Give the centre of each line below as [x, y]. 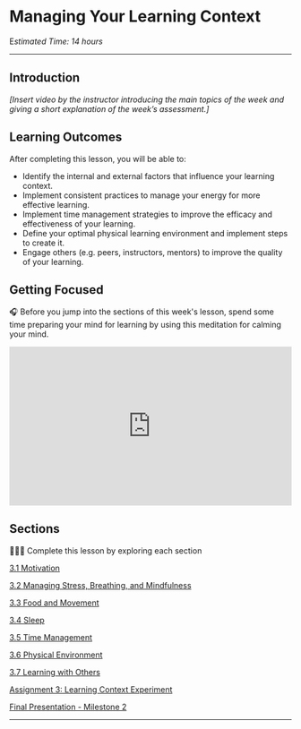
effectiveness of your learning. [79, 223]
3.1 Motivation [35, 568]
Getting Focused [56, 290]
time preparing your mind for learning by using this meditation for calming [146, 325]
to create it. [43, 243]
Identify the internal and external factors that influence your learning [148, 176]
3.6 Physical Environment [56, 655]
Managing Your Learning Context [135, 17]
